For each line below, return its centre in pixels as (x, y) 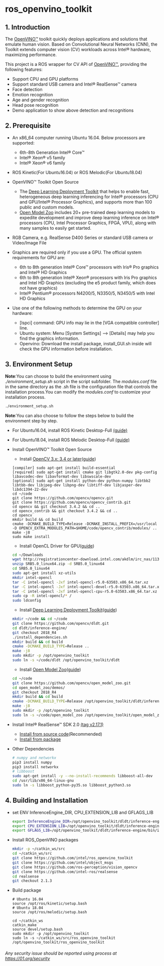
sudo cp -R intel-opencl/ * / (42, 596)
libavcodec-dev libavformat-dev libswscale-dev (61, 476)
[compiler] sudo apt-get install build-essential (64, 468)
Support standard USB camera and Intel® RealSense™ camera (74, 84)
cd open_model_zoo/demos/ (38, 688)
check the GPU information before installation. (66, 349)
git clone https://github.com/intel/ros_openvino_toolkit (72, 858)
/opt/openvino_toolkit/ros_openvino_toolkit (58, 942)
